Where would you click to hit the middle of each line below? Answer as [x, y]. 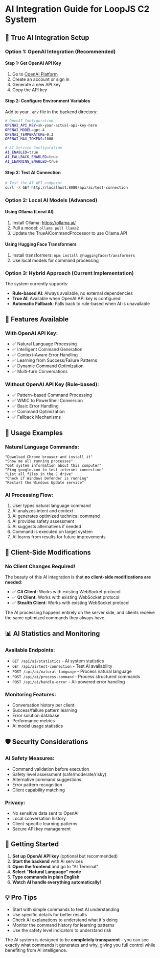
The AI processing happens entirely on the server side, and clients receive [80, 613]
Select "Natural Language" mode [47, 872]
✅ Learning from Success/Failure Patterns [55, 360]
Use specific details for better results [49, 914]
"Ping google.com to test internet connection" [55, 470]
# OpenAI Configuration [29, 121]
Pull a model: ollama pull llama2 [46, 228]
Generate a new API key [36, 84]
